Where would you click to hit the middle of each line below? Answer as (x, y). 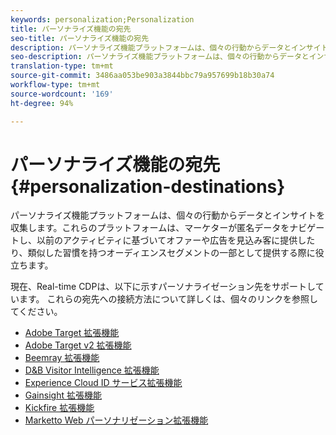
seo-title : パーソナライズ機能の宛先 (80, 38)
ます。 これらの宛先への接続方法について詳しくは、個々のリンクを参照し (168, 299)
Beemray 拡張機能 (62, 358)
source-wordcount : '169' (62, 94)
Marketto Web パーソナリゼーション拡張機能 (116, 420)
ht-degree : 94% (42, 103)
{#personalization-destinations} (148, 186)
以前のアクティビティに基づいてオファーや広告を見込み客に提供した (176, 240)
